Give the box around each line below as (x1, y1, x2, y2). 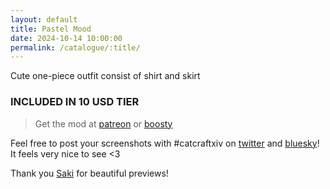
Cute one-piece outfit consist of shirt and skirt (10, 70, 201, 82)
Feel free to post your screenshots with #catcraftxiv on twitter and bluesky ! (10, 137, 320, 149)
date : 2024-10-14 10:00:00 (10, 33, 123, 43)
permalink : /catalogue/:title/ (10, 42, 141, 53)
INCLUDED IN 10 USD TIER (10, 95, 140, 109)
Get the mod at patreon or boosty (34, 117, 173, 130)
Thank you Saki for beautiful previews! (10, 167, 169, 179)
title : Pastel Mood (10, 24, 92, 34)
